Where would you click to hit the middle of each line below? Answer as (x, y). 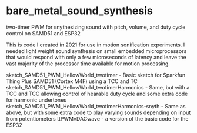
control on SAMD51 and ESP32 (44, 33)
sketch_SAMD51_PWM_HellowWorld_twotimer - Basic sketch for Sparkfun (96, 75)
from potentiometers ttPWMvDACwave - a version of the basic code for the (97, 118)
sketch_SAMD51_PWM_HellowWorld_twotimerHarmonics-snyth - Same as (96, 106)
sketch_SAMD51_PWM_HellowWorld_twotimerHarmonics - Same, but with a (98, 87)
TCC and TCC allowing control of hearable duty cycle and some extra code (97, 94)
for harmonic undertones (36, 100)
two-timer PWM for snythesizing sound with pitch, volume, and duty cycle (96, 27)
